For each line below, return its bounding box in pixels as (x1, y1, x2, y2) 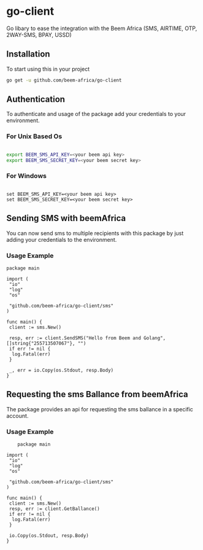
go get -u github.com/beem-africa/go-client (6, 77, 122, 83)
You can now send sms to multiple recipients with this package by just (6, 229, 184, 237)
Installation (6, 49, 50, 60)
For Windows (6, 172, 47, 180)
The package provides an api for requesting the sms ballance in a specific (6, 405, 193, 412)
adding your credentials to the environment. (6, 236, 117, 243)
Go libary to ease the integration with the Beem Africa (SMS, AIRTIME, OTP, (6, 25, 197, 32)
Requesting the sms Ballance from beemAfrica (6, 389, 188, 400)
